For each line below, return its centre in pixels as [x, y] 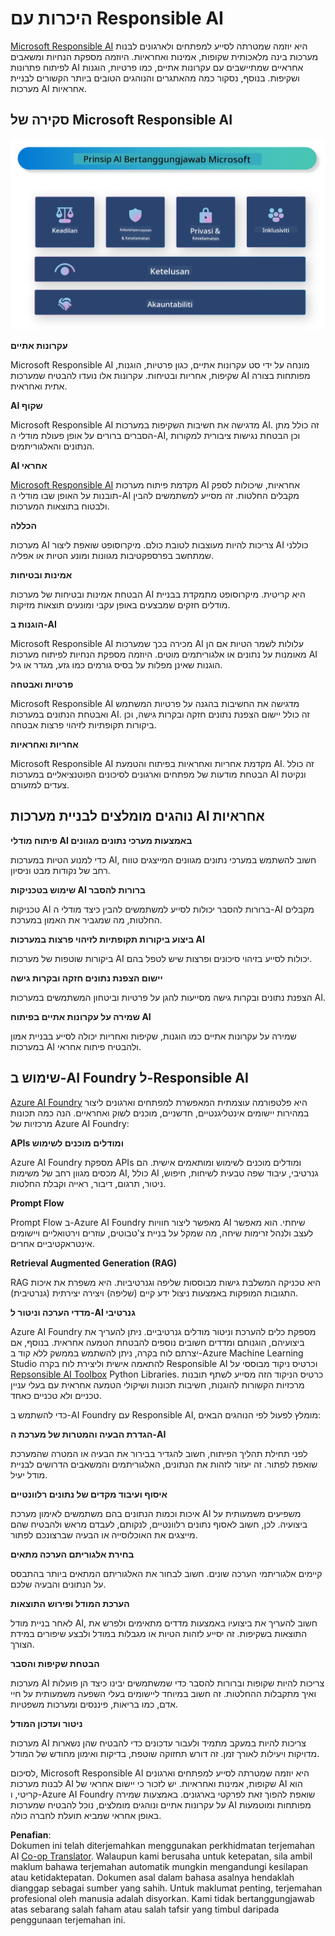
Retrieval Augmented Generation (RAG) [94, 1263]
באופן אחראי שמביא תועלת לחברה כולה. [86, 1815]
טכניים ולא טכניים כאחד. [56, 1395]
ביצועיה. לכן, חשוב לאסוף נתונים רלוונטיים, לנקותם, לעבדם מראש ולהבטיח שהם [159, 1524]
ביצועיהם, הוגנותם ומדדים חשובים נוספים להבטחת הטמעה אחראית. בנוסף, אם [157, 1342]
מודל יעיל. [29, 1474]
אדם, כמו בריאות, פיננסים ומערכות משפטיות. [94, 1704]
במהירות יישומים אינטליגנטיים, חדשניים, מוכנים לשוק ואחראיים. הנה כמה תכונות [160, 1113]
